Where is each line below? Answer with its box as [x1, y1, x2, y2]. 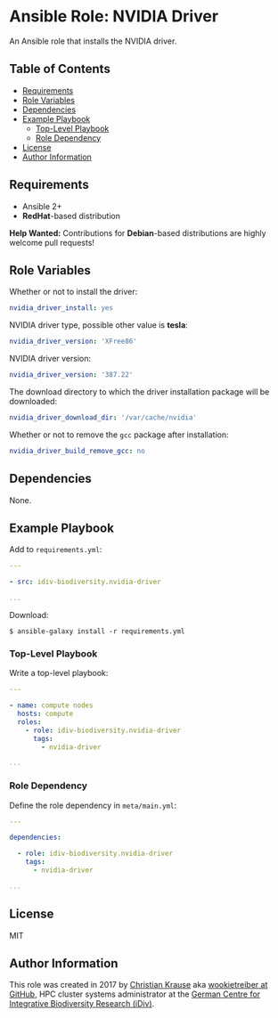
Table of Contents [9, 61, 111, 77]
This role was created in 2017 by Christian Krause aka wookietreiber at [9, 980, 268, 990]
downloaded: [9, 396, 58, 406]
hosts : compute [17, 710, 74, 719]
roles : [17, 717, 42, 727]
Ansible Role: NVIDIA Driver [9, 6, 219, 27]
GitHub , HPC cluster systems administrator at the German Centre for [9, 989, 261, 999]
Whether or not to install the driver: [9, 287, 138, 297]
